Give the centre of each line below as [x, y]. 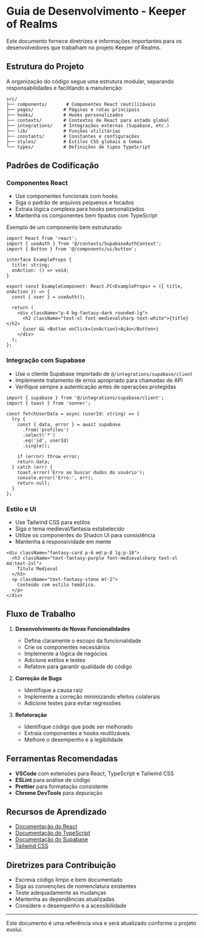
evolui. [15, 929]
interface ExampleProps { [39, 260]
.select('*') [39, 435]
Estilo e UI [21, 509]
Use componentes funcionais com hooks [66, 196]
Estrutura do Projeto [45, 67]
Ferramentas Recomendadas [62, 759]
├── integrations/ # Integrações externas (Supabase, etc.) [88, 125]
